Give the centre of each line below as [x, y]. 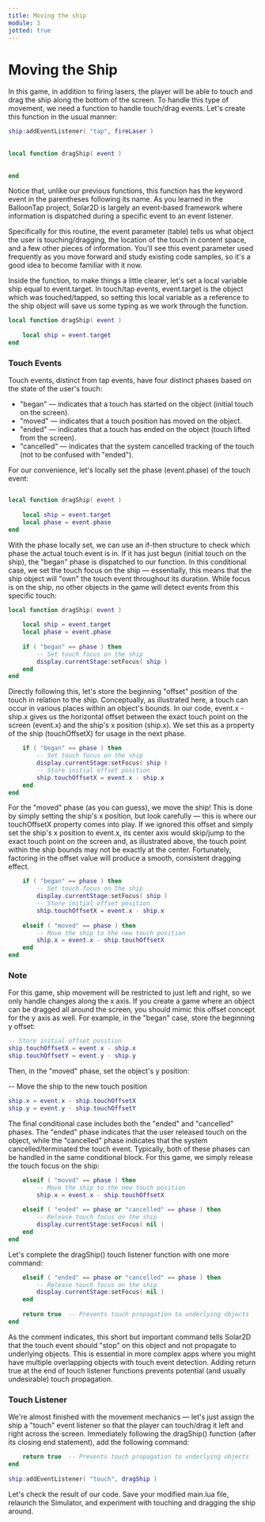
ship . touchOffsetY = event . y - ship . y [72, 1056]
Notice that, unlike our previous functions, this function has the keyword [126, 191]
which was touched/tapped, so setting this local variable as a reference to [129, 298]
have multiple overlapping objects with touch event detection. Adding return [132, 1362]
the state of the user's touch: [55, 389]
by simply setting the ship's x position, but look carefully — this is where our [132, 816]
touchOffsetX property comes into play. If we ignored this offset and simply [131, 825]
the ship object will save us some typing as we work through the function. [129, 306]
